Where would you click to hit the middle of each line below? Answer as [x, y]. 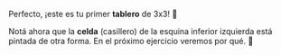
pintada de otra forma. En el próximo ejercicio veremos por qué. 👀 [131, 41]
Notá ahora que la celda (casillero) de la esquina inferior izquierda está [140, 31]
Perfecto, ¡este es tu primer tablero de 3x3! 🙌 [93, 14]
